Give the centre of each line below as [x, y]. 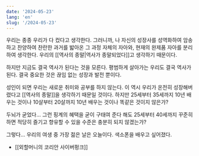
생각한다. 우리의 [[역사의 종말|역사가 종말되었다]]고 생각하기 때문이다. [97, 55]
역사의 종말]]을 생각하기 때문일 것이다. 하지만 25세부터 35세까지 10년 [105, 95]
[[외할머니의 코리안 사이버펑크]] [51, 147]
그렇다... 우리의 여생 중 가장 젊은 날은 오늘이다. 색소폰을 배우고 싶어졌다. [89, 135]
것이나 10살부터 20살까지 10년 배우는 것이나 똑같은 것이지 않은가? [93, 102]
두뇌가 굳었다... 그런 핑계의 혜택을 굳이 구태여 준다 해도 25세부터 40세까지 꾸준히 [99, 115]
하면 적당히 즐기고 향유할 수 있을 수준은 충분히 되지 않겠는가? [76, 122]
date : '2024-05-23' [30, 12]
